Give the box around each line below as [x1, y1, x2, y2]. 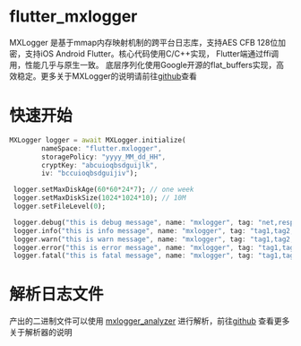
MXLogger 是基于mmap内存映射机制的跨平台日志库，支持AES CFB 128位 [9, 37, 279, 48]
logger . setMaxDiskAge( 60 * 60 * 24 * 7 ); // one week [13, 186, 194, 195]
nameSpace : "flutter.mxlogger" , [41, 143, 163, 153]
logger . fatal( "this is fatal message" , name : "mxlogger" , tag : [13, 251, 254, 261]
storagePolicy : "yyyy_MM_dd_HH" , [41, 152, 167, 161]
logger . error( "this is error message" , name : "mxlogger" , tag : [13, 243, 254, 252]
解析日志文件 [9, 284, 105, 305]
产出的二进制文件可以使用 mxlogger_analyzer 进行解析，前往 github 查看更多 [9, 316, 290, 326]
